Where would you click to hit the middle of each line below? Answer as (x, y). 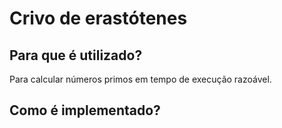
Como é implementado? (85, 110)
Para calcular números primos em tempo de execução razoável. (140, 79)
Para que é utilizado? (76, 55)
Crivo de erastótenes (98, 18)
